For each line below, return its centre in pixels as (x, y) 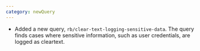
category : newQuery (30, 12)
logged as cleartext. (40, 41)
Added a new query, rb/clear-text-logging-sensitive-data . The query (104, 29)
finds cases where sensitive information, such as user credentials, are (102, 35)
